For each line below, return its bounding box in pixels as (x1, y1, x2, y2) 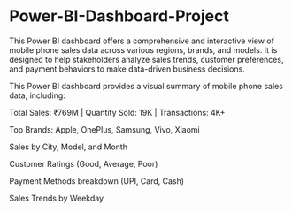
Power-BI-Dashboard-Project (9, 6, 230, 26)
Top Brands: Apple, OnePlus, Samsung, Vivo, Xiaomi (9, 124, 201, 134)
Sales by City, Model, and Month (9, 141, 128, 152)
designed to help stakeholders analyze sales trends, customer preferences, (9, 54, 284, 64)
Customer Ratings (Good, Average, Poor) (9, 158, 158, 169)
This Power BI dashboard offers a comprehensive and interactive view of (9, 35, 274, 46)
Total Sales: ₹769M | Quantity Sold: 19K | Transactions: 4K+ (9, 107, 226, 117)
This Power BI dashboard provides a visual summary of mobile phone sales (9, 80, 283, 91)
